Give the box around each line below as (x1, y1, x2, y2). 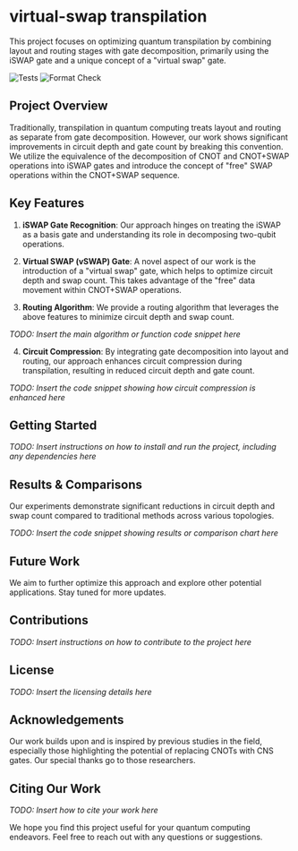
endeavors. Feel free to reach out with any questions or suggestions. (9, 831, 263, 843)
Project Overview (9, 99, 108, 114)
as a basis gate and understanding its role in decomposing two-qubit (21, 228, 277, 239)
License (9, 663, 55, 678)
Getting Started (9, 417, 98, 433)
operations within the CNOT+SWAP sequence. (9, 169, 181, 180)
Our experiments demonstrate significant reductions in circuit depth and (9, 501, 276, 511)
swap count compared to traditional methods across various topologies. (9, 511, 275, 521)
